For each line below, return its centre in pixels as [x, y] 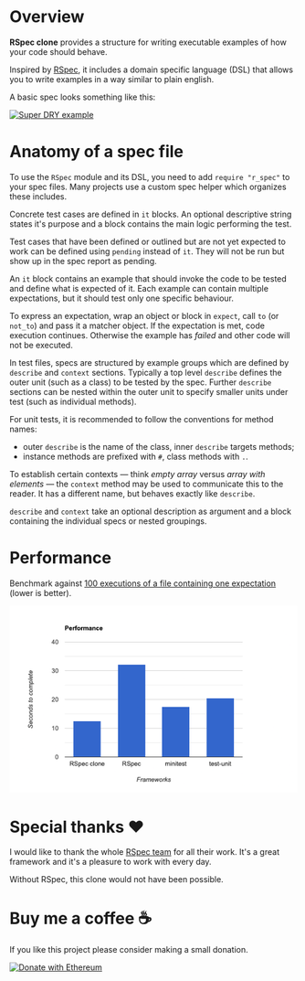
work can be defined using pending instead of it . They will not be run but [147, 251]
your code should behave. [58, 51]
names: [23, 429]
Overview [47, 17]
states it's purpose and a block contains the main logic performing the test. [151, 224]
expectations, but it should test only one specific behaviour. [122, 298]
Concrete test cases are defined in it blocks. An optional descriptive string [151, 214]
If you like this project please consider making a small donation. [129, 950]
